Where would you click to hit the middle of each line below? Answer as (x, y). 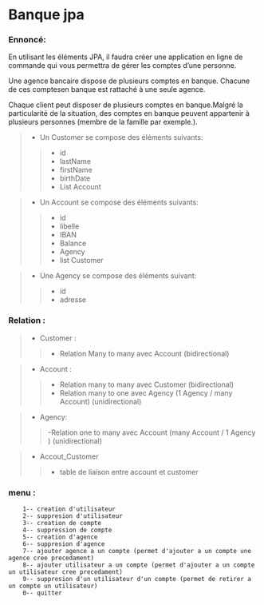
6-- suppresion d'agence (64, 544)
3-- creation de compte (62, 523)
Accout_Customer (69, 456)
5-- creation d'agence (60, 537)
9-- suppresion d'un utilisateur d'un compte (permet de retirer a (137, 579)
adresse (73, 300)
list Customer (81, 261)
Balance (73, 243)
